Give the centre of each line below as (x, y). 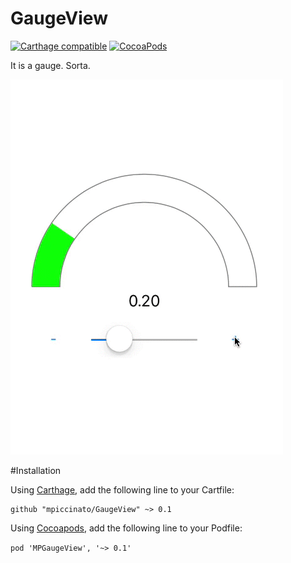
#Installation (36, 470)
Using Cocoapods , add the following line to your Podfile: (126, 528)
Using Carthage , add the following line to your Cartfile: (122, 489)
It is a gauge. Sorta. (50, 65)
